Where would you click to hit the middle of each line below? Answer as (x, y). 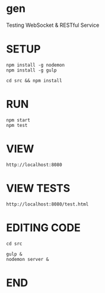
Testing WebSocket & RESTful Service (53, 25)
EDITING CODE (44, 227)
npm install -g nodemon (36, 65)
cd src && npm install (34, 80)
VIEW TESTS (38, 188)
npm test (17, 125)
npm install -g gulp (32, 70)
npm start (18, 120)
